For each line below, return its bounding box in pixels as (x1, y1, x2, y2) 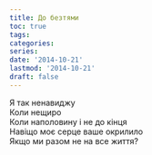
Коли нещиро (9, 106, 62, 118)
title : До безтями (9, 13, 79, 23)
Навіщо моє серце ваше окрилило (9, 126, 144, 137)
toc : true (9, 22, 47, 31)
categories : (9, 38, 55, 48)
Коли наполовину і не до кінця (9, 116, 127, 127)
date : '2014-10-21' (9, 55, 84, 64)
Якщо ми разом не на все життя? (9, 135, 139, 146)
